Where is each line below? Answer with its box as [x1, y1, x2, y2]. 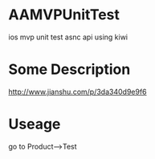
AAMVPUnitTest [8, 6, 120, 24]
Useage [8, 115, 61, 133]
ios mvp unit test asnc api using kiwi [8, 32, 128, 42]
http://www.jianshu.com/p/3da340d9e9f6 [8, 87, 147, 96]
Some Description [8, 60, 131, 79]
